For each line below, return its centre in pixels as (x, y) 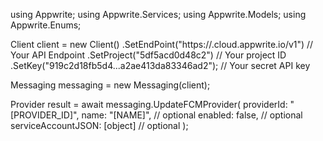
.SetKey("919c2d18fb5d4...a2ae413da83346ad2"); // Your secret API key (160, 65)
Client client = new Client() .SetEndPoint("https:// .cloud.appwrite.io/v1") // (162, 44)
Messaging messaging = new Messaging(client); (110, 85)
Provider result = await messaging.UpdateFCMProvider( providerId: (149, 104)
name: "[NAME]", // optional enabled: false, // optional (192, 115)
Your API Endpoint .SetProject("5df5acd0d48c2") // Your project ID (148, 55)
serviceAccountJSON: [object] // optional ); (99, 125)
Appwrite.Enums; (46, 25)
